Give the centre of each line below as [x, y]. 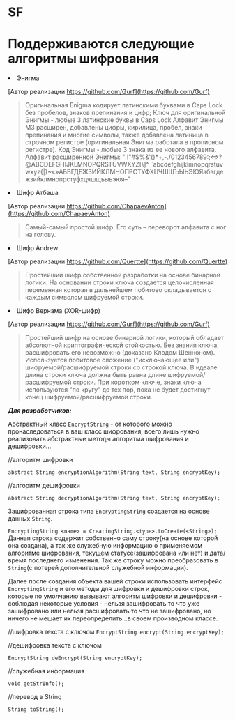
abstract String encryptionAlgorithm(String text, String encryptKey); [114, 473]
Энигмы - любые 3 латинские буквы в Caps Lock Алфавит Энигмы [124, 120]
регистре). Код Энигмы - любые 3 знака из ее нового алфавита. [121, 150]
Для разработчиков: [40, 411]
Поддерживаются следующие [101, 44]
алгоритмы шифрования [83, 59]
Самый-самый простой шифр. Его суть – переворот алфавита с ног [126, 227]
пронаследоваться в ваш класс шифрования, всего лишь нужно [104, 431]
